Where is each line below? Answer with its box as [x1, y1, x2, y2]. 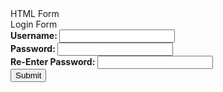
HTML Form [10, 8, 60, 19]
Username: [10, 30, 58, 41]
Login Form [10, 18, 58, 30]
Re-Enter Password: [10, 56, 96, 67]
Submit [15, 70, 42, 81]
